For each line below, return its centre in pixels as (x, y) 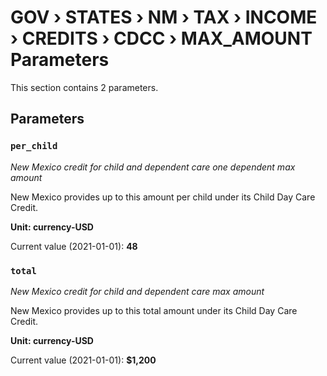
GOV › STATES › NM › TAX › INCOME (164, 17)
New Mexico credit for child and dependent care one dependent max (153, 167)
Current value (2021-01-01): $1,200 (83, 360)
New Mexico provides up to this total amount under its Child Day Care (154, 310)
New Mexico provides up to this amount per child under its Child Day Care (163, 197)
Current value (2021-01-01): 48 (74, 246)
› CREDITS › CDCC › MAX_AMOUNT (161, 38)
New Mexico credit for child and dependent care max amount (137, 291)
